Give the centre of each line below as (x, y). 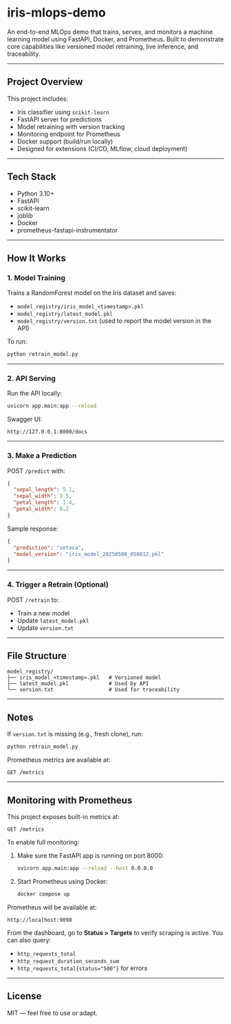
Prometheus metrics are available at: (59, 760)
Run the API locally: (35, 393)
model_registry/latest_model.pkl (65, 314)
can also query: (29, 940)
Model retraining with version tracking (71, 126)
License (24, 996)
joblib (25, 215)
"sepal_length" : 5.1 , (44, 490)
